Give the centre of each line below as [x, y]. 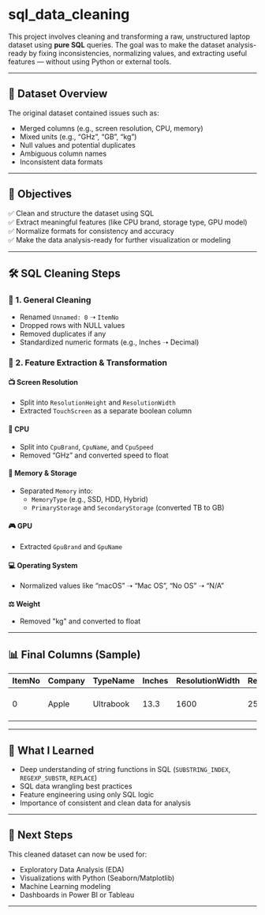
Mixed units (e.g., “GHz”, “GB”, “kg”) [78, 137]
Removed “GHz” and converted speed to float [94, 455]
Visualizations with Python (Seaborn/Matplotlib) [97, 878]
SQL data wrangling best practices [76, 786]
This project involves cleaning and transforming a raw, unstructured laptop [129, 36]
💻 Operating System [43, 565]
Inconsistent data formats [61, 162]
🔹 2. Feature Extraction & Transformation [88, 363]
